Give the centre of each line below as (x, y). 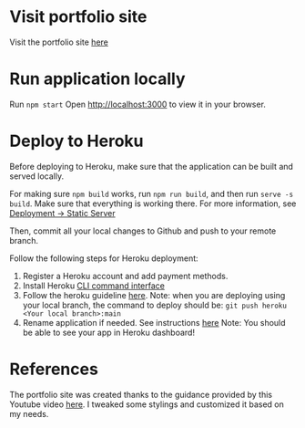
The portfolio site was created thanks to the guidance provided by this (141, 394)
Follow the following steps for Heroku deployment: (104, 258)
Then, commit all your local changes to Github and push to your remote (143, 231)
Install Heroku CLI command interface (94, 286)
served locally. (37, 176)
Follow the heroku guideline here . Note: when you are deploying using (154, 295)
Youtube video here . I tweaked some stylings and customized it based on (147, 404)
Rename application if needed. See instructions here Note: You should (154, 322)
